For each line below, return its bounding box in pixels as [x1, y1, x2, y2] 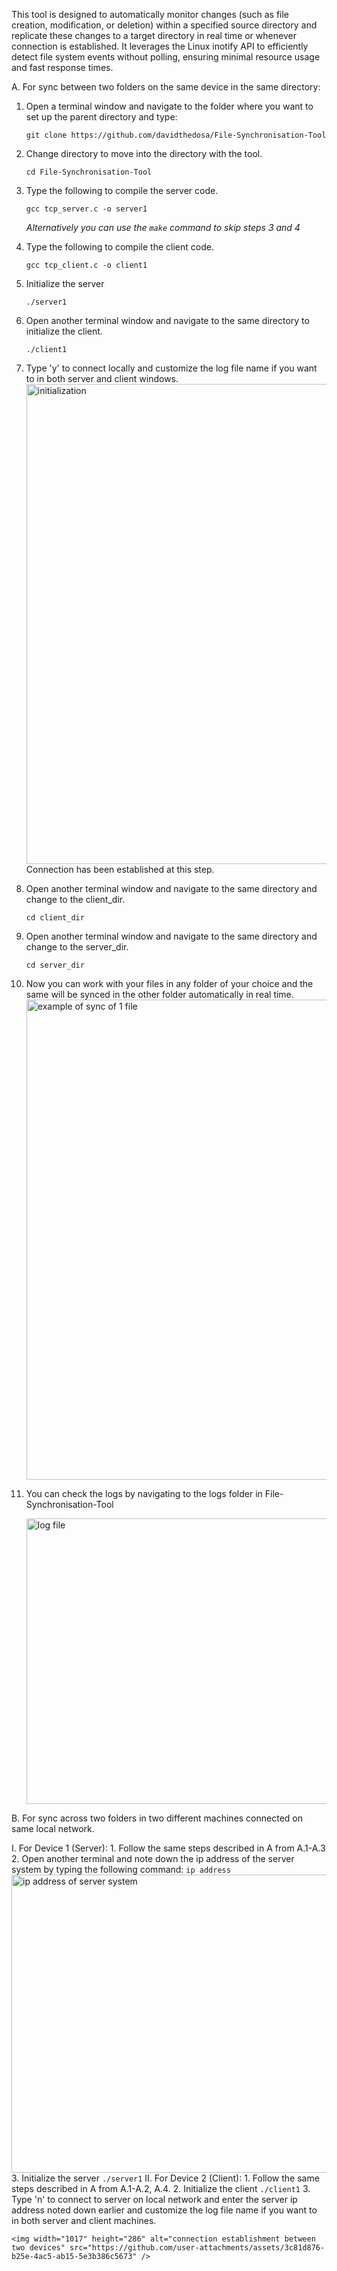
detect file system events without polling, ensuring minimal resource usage [11, 51, 321, 63]
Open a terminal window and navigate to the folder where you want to [25, 100, 314, 112]
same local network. [11, 1823, 95, 1834]
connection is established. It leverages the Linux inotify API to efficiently [11, 40, 309, 52]
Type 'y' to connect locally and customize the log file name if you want [25, 362, 318, 374]
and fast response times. [11, 62, 114, 73]
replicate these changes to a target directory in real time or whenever [11, 30, 297, 41]
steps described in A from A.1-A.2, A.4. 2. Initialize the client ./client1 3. [11, 2183, 311, 2194]
